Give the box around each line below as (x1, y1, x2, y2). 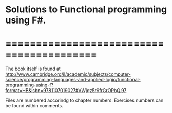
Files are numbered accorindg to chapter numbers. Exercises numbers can (5, 97, 164, 103)
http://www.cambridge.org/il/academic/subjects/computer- (5, 71, 131, 77)
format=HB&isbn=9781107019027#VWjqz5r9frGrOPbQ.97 (5, 87, 127, 94)
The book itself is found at (5, 65, 61, 72)
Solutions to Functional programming (5, 4, 167, 15)
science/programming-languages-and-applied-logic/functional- (5, 77, 141, 83)
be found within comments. (5, 103, 63, 109)
